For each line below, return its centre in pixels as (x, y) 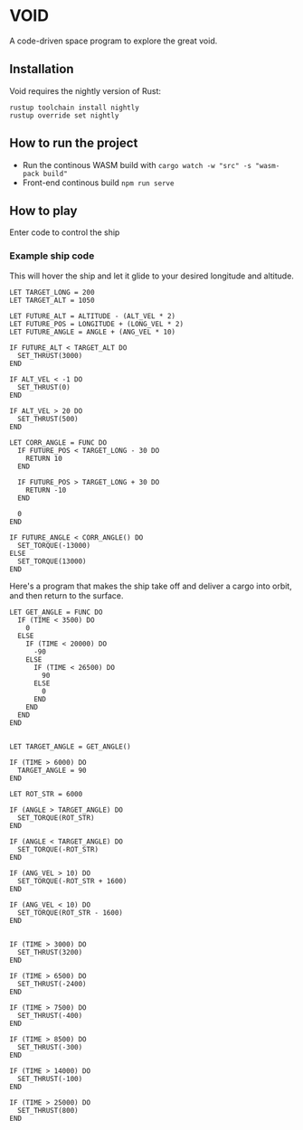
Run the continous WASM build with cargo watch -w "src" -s (137, 165)
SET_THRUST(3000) (50, 355)
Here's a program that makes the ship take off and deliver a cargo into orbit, (151, 586)
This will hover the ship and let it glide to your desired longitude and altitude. (151, 276)
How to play (43, 210)
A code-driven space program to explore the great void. (114, 41)
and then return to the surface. (66, 595)
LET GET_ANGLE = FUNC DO (56, 612)
